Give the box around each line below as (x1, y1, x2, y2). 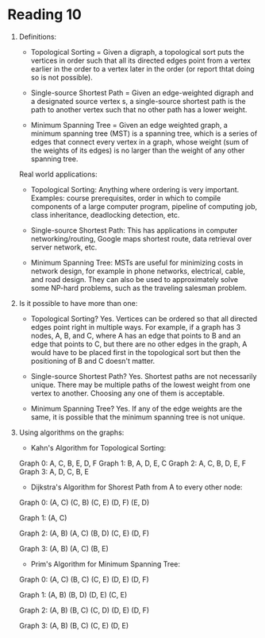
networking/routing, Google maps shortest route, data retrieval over (30, 234, 252, 243)
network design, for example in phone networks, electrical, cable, (30, 266, 246, 276)
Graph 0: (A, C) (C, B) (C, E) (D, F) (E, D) (18, 497, 150, 507)
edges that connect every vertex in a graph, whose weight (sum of (30, 137, 249, 146)
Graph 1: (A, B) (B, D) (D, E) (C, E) (18, 590, 128, 599)
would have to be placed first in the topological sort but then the (30, 347, 241, 357)
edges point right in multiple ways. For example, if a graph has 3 (30, 322, 241, 331)
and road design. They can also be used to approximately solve (30, 274, 239, 284)
